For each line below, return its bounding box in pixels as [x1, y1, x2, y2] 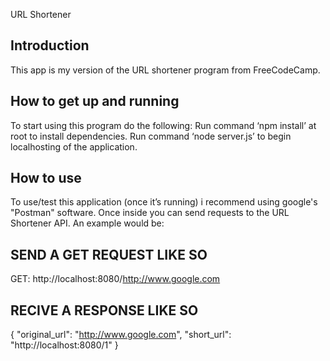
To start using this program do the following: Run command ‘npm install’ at [10, 119, 317, 131]
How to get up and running [10, 93, 180, 110]
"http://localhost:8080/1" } [10, 339, 119, 351]
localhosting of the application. [10, 140, 138, 153]
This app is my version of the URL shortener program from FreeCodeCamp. [10, 64, 321, 76]
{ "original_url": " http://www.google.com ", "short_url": [10, 329, 232, 341]
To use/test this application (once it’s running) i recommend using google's [10, 196, 318, 208]
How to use [10, 170, 82, 187]
